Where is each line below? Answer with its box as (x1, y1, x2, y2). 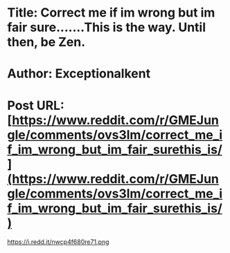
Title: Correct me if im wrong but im (7, 5, 215, 21)
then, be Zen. (7, 35, 86, 50)
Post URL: (7, 97, 64, 113)
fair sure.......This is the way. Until (7, 19, 206, 35)
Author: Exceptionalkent (7, 66, 151, 82)
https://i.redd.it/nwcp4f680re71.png (7, 238, 109, 246)
